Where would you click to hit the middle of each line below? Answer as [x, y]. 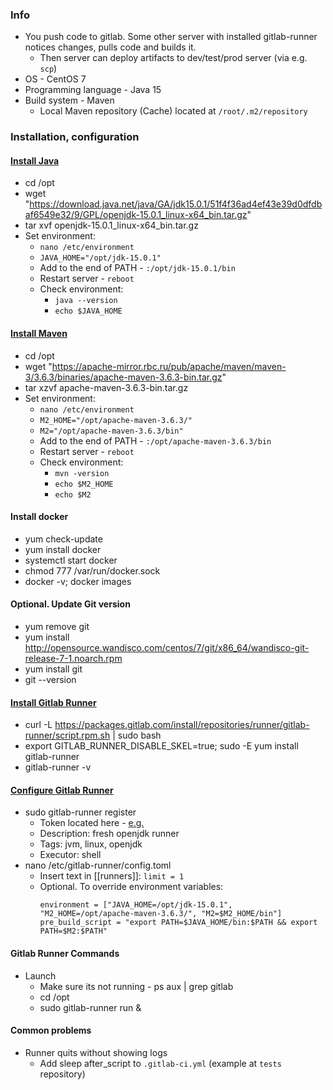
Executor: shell [70, 855]
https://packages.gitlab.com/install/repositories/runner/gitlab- [182, 725]
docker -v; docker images [78, 581]
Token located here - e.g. [92, 823]
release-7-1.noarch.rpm [73, 659]
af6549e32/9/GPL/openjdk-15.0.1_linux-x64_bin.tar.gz [136, 215]
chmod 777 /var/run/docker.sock [92, 570]
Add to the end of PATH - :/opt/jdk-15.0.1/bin [137, 268]
